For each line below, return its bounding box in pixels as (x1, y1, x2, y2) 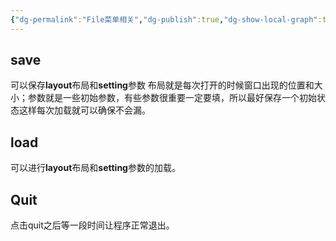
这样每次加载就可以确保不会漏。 (18, 104, 151, 116)
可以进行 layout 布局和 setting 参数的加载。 (10, 162, 181, 174)
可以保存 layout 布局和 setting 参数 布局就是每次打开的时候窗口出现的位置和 (10, 79, 315, 91)
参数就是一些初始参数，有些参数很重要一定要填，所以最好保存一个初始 (27, 92, 317, 104)
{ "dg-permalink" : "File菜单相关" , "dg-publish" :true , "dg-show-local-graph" (10, 14, 318, 25)
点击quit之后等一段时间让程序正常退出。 (10, 219, 175, 231)
